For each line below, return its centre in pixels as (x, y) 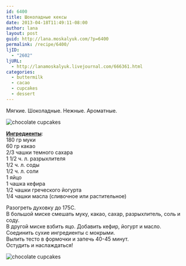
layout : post (22, 34)
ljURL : (14, 61)
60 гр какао (21, 146)
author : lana (22, 28)
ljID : (13, 50)
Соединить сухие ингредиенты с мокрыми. (61, 232)
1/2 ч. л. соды (23, 165)
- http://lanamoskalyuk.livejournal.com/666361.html (77, 66)
